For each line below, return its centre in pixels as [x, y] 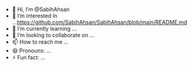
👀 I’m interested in [35, 16]
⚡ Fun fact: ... [29, 57]
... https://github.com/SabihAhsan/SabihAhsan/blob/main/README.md [99, 22]
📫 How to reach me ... [40, 42]
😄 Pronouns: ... [32, 51]
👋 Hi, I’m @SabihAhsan [41, 9]
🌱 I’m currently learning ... [44, 28]
